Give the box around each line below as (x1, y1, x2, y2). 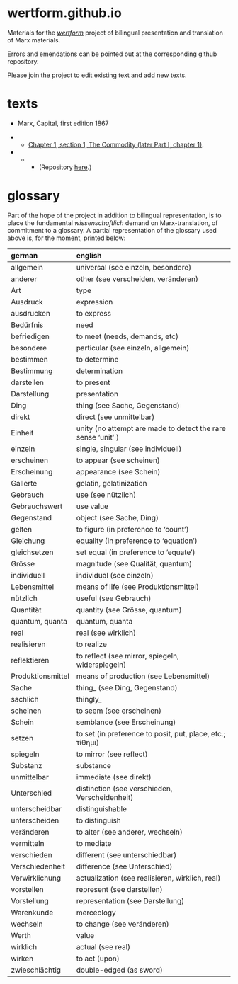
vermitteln (11, 838, 45, 848)
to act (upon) (76, 954, 120, 963)
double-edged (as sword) (76, 965, 163, 975)
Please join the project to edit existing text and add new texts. (7, 71, 187, 79)
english (76, 250, 102, 260)
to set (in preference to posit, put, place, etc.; (76, 728, 226, 738)
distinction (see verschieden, (76, 784, 173, 794)
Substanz (11, 760, 42, 770)
